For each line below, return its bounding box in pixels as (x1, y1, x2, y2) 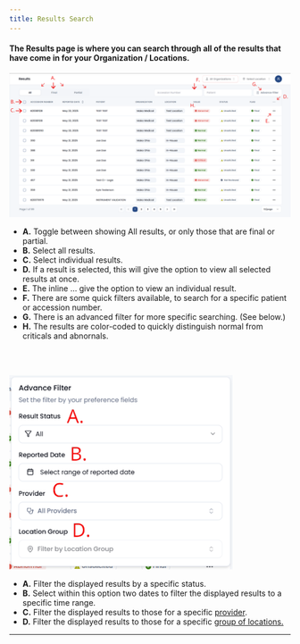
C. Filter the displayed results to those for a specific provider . (21, 606, 248, 617)
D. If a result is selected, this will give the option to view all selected (21, 263, 271, 274)
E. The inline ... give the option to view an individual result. (21, 282, 237, 294)
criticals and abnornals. (21, 330, 109, 341)
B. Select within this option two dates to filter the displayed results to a (21, 588, 282, 598)
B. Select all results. (21, 245, 96, 255)
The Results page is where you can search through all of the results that (9, 43, 281, 54)
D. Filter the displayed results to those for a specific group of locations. (21, 616, 284, 627)
